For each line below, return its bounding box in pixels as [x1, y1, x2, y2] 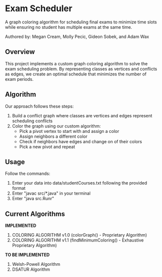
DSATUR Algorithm [12, 266, 50, 273]
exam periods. [5, 76, 34, 82]
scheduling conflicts [12, 118, 53, 124]
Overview [5, 48, 35, 56]
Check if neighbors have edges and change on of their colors [19, 138, 142, 144]
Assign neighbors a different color [19, 133, 88, 139]
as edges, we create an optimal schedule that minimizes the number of [5, 71, 147, 77]
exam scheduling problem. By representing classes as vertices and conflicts [5, 66, 158, 72]
